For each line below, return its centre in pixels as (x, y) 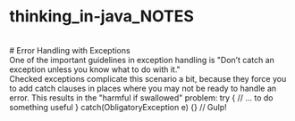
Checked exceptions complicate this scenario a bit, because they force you (148, 78)
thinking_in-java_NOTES (102, 16)
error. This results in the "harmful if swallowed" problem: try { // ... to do (141, 97)
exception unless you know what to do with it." (95, 69)
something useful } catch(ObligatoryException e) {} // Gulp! (118, 107)
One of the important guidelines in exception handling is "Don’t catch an (142, 60)
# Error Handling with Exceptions (70, 50)
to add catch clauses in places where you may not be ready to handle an (143, 88)
